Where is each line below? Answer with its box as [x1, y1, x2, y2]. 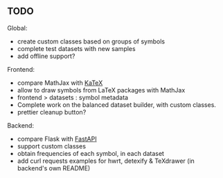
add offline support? [17, 52, 75, 60]
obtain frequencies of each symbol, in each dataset [17, 149, 165, 157]
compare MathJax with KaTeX [17, 79, 103, 87]
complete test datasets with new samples [17, 44, 136, 52]
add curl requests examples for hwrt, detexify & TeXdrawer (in [17, 157, 195, 165]
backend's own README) [17, 164, 91, 172]
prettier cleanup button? [17, 108, 87, 116]
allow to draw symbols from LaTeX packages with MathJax [17, 86, 186, 94]
